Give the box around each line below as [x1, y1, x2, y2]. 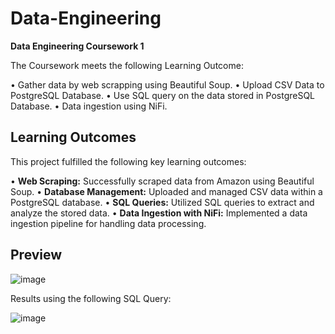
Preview [10, 247, 63, 264]
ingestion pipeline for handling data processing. [10, 217, 207, 229]
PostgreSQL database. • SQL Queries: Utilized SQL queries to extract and [10, 196, 315, 208]
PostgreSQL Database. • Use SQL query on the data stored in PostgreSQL [10, 89, 316, 101]
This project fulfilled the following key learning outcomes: [10, 155, 247, 167]
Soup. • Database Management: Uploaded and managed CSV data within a [10, 185, 323, 197]
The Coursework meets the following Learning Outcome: [10, 59, 244, 71]
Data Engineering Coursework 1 [10, 40, 145, 52]
